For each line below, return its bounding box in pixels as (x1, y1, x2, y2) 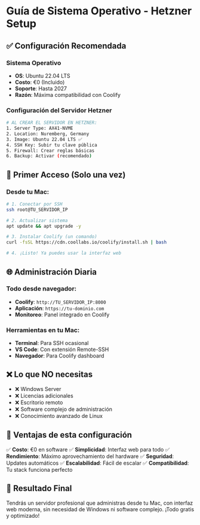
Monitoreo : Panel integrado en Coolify (14, 311, 110, 318)
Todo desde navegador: (6, 285, 77, 293)
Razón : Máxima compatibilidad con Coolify (14, 91, 121, 98)
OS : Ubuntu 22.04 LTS (14, 72, 70, 79)
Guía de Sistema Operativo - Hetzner (6, 4, 192, 18)
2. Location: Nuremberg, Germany (6, 130, 90, 137)
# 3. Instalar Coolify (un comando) (6, 234, 97, 240)
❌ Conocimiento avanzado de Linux (14, 412, 103, 419)
